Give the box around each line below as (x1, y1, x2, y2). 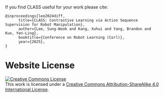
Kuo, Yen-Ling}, (5, 31, 39, 36)
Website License (5, 60, 75, 71)
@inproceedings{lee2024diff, (5, 14, 65, 19)
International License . (5, 86, 49, 92)
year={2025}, (18, 39, 45, 44)
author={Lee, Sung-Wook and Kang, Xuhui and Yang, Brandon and (18, 26, 152, 31)
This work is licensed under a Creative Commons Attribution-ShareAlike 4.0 (5, 81, 159, 87)
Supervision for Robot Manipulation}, (5, 22, 85, 27)
